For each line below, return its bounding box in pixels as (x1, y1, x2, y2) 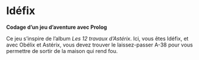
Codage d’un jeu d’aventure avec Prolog (6, 24, 107, 31)
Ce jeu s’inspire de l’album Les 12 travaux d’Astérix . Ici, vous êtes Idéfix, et (6, 35, 189, 42)
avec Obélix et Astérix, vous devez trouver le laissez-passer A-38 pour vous (6, 41, 194, 48)
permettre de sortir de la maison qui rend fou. (6, 47, 118, 54)
